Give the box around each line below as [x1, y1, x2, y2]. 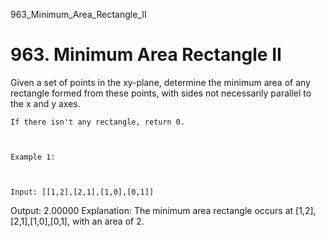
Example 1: [10, 152, 56, 162]
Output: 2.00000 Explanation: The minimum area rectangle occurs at [10, 204, 294, 216]
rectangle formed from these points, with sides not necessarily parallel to [10, 87, 312, 99]
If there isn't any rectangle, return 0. [10, 117, 186, 127]
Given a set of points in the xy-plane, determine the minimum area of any [10, 76, 311, 88]
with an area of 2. [71, 215, 145, 227]
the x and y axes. [10, 97, 81, 109]
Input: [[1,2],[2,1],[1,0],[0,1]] [10, 187, 155, 197]
